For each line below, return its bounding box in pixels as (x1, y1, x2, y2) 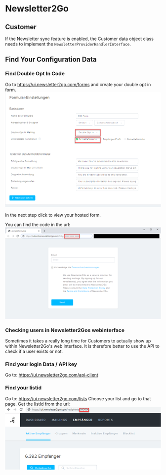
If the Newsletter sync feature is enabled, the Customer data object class (5, 36, 154, 42)
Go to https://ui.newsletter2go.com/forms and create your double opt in (5, 81, 151, 87)
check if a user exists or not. (5, 348, 63, 354)
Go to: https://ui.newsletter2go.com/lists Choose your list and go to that (5, 395, 151, 401)
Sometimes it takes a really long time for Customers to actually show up (5, 337, 151, 344)
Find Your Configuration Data (5, 55, 97, 64)
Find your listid (5, 384, 42, 391)
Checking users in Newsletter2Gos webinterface (5, 327, 125, 333)
